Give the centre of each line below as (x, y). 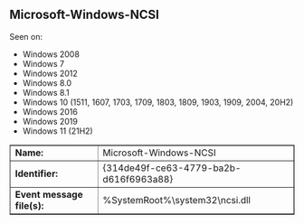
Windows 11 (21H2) (57, 131)
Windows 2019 (50, 121)
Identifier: (37, 173)
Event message (49, 194)
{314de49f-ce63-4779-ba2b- (172, 168)
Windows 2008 (51, 54)
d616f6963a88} (138, 179)
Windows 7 (43, 63)
